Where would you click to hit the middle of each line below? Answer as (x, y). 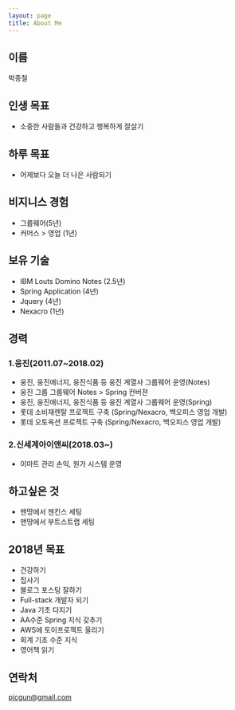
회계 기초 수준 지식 (49, 640)
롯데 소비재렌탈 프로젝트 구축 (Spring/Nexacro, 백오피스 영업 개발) (123, 412)
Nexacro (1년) (42, 311)
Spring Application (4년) (59, 291)
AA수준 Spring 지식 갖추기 (61, 620)
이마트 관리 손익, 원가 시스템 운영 (70, 463)
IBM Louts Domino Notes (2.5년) (72, 281)
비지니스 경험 (39, 202)
